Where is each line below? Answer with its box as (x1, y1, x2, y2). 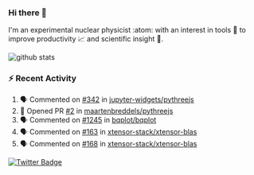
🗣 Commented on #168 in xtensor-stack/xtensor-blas (19, 138, 197, 148)
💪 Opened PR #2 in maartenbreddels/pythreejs (19, 106, 174, 115)
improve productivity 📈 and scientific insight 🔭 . (8, 34, 164, 44)
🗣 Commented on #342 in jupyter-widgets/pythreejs (19, 95, 195, 104)
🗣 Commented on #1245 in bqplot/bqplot (19, 115, 157, 124)
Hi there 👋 (8, 7, 48, 18)
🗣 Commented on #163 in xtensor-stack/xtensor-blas (19, 126, 197, 136)
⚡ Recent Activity (8, 73, 77, 84)
